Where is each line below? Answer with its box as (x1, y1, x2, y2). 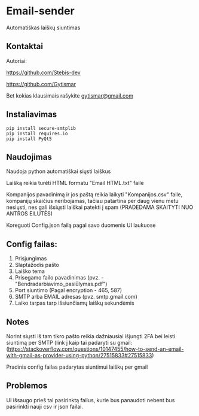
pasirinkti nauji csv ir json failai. (6, 403, 84, 410)
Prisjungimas (14, 255, 47, 262)
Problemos (6, 381, 48, 391)
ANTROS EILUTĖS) (6, 210, 53, 217)
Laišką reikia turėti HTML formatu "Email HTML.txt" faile (6, 180, 145, 187)
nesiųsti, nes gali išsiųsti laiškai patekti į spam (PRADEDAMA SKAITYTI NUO (6, 204, 194, 211)
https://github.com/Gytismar (6, 80, 76, 87)
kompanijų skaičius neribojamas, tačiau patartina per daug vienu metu (6, 198, 179, 205)
